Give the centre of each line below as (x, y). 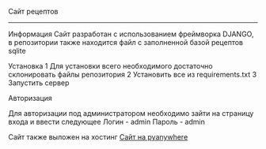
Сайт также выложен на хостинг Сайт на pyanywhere (98, 137)
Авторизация (30, 98)
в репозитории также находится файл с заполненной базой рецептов (126, 42)
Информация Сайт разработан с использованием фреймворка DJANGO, (131, 34)
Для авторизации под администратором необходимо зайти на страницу (131, 113)
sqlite (17, 51)
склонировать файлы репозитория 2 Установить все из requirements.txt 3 (133, 74)
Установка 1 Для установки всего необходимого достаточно (110, 66)
